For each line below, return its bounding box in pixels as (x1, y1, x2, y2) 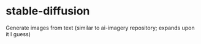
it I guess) (6, 30, 31, 37)
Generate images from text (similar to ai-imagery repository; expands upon (6, 24, 195, 31)
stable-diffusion (6, 4, 90, 18)
